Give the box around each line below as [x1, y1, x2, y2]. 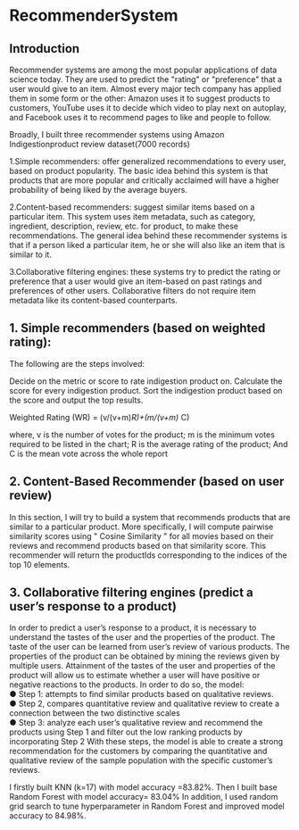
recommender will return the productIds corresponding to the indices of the [9, 550, 287, 560]
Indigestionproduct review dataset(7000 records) [9, 139, 190, 149]
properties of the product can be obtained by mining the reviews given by [9, 651, 280, 661]
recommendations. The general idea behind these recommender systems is [9, 230, 287, 241]
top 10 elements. [9, 559, 71, 569]
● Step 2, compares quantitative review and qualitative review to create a [9, 698, 279, 710]
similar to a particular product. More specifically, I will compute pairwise [9, 521, 274, 532]
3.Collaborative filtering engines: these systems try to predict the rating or [9, 267, 281, 277]
